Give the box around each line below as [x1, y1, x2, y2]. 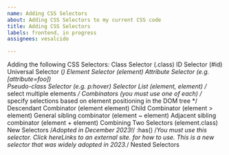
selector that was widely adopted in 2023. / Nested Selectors [7, 141, 180, 149]
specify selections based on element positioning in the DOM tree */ [7, 97, 198, 105]
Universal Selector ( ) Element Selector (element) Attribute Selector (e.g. [7, 68, 210, 76]
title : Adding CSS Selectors [7, 23, 91, 29]
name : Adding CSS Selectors [7, 10, 88, 17]
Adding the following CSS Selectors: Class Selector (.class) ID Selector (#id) [7, 60, 223, 69]
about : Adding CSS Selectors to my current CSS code [7, 16, 162, 23]
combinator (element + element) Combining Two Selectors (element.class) [7, 119, 219, 127]
